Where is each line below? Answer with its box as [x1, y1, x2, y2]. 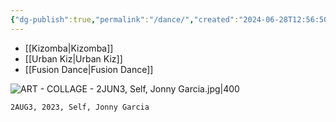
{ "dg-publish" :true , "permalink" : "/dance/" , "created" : [10, 14, 240, 25]
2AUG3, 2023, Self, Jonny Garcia [10, 102, 150, 112]
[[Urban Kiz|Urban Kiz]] [24, 52, 123, 65]
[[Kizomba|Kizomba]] [24, 42, 114, 54]
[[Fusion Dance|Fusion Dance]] [24, 63, 154, 75]
